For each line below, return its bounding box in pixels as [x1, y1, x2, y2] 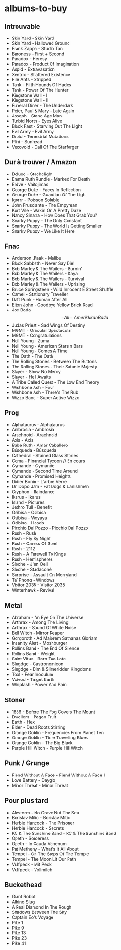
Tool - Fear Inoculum [11, 671, 53, 678]
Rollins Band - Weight [11, 651, 55, 657]
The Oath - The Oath [11, 353, 53, 359]
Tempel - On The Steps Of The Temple [11, 851, 89, 857]
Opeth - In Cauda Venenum [11, 840, 67, 846]
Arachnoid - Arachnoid [11, 432, 58, 438]
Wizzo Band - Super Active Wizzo [11, 394, 80, 400]
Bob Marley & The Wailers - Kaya [11, 271, 78, 276]
